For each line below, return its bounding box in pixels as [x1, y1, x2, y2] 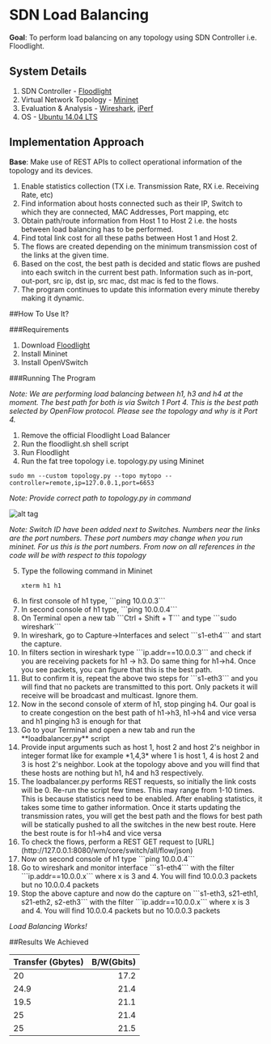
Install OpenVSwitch [20, 357, 88, 367]
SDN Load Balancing [9, 6, 149, 24]
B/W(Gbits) [91, 956, 137, 967]
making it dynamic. [20, 293, 85, 303]
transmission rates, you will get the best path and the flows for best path [20, 811, 263, 820]
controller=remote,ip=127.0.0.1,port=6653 [9, 479, 155, 487]
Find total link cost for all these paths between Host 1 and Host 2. [20, 232, 238, 242]
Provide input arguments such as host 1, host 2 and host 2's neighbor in [20, 742, 260, 752]
